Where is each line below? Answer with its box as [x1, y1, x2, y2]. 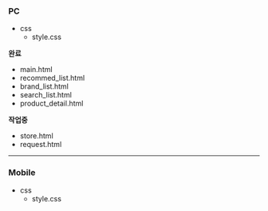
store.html [19, 131, 53, 141]
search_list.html [19, 90, 72, 100]
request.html [19, 140, 62, 149]
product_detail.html [19, 98, 84, 109]
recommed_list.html [19, 74, 85, 83]
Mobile [8, 167, 36, 178]
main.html [19, 65, 53, 74]
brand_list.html [19, 82, 69, 91]
